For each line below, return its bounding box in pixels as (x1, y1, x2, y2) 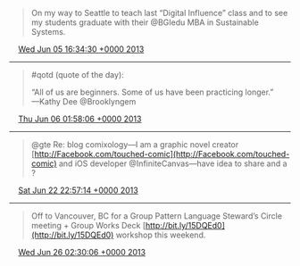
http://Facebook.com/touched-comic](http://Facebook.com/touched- (34, 149, 290, 159)
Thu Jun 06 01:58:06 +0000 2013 (17, 113, 142, 124)
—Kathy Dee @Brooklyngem (30, 96, 137, 106)
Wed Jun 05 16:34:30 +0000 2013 (17, 44, 145, 54)
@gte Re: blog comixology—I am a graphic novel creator (30, 139, 239, 150)
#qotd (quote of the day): (30, 70, 125, 79)
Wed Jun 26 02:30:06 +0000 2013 (17, 247, 146, 257)
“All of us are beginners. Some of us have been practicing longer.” (30, 87, 274, 97)
